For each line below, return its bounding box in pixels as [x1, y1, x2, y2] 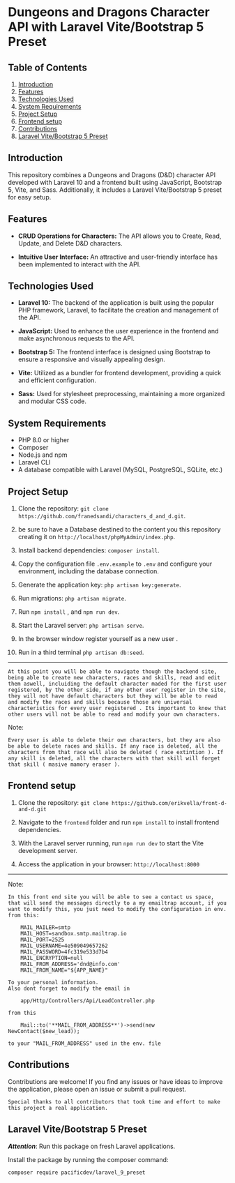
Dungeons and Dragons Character [8, 4, 210, 20]
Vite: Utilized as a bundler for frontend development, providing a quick [17, 369, 222, 377]
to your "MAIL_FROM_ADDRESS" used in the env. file [8, 1040, 161, 1047]
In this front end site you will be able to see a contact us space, [8, 894, 215, 901]
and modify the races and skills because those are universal [8, 699, 192, 706]
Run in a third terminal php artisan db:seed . [17, 648, 144, 656]
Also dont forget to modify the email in [8, 985, 130, 992]
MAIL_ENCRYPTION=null [20, 954, 83, 961]
